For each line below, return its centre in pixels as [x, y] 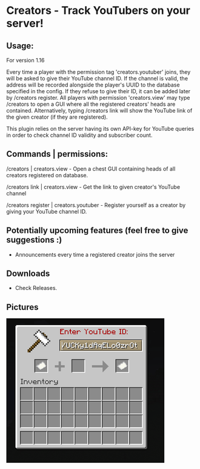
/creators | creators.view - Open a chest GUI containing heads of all [91, 169]
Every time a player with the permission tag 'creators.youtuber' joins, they [98, 72]
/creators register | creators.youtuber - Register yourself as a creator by [96, 205]
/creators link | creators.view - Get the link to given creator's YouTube [93, 187]
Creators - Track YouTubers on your [98, 11]
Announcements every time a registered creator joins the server [95, 254]
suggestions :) [34, 240]
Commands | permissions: [57, 154]
